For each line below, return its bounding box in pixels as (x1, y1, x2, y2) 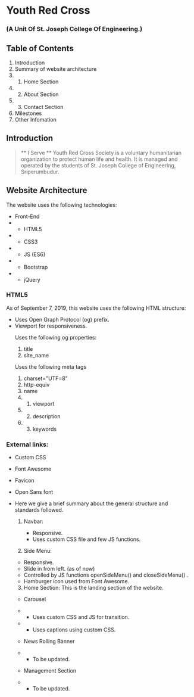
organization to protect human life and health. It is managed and (20, 155, 178, 163)
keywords (32, 425, 57, 432)
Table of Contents (6, 43, 74, 54)
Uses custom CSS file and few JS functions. (32, 536, 141, 543)
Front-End (14, 213, 40, 220)
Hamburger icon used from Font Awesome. (23, 578, 130, 585)
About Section (23, 91, 59, 98)
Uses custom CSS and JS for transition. (32, 614, 130, 621)
